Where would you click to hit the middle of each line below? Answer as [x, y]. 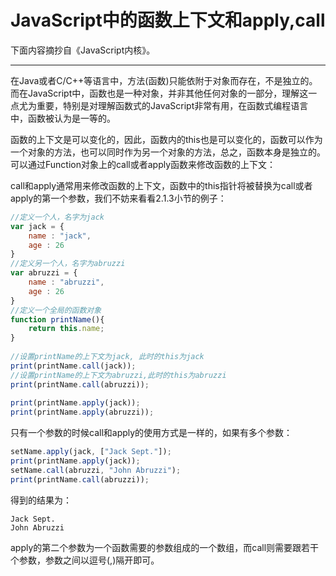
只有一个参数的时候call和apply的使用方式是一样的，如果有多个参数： [151, 433]
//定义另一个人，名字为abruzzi [68, 264]
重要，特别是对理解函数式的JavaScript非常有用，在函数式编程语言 [172, 105]
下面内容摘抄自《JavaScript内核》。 [83, 50]
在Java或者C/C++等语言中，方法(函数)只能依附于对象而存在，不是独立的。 [164, 80]
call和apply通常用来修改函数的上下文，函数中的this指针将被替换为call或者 [161, 185]
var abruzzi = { [44, 273]
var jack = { [37, 226]
